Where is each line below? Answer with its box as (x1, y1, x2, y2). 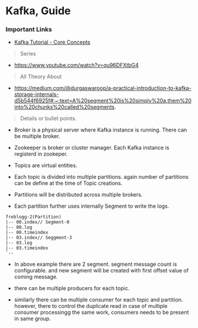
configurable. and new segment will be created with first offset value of (14, 267, 189, 274)
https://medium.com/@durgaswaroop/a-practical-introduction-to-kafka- (14, 85, 192, 92)
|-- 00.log (5, 224, 33, 230)
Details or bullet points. (20, 115, 77, 122)
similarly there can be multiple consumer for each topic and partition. (14, 296, 183, 303)
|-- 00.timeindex (5, 230, 49, 236)
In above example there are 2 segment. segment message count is (14, 261, 177, 268)
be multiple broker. (14, 133, 60, 140)
